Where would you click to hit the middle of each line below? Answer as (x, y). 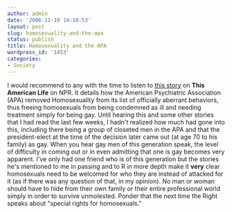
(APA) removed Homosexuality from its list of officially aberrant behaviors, (113, 100)
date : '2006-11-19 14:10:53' (49, 20)
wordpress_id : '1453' (38, 53)
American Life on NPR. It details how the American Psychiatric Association (114, 92)
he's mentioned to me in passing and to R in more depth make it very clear (114, 166)
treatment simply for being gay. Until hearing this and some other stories (110, 115)
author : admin (28, 14)
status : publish (30, 40)
